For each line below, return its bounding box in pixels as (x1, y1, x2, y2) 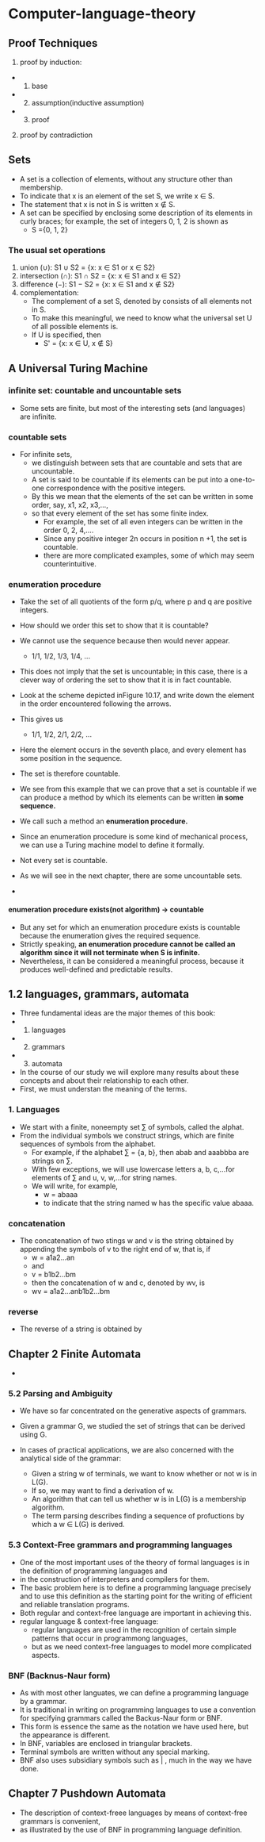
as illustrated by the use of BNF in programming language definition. (19, 1825, 243, 1834)
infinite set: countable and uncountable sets (8, 386, 182, 397)
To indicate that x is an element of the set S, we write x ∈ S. (19, 191, 215, 201)
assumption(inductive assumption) (31, 98, 145, 107)
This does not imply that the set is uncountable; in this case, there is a (19, 667, 248, 677)
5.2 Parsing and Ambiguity (8, 1388, 113, 1399)
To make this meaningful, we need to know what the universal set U (31, 313, 252, 323)
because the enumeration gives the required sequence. (19, 931, 201, 940)
